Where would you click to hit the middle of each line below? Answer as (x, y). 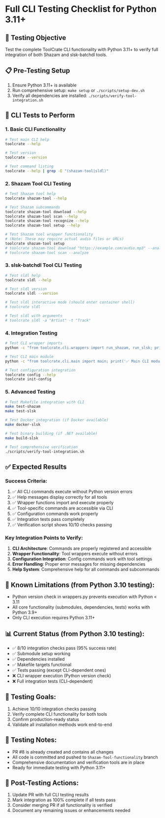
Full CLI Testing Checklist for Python (81, 9)
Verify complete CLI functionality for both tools (59, 714)
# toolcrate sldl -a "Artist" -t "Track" (48, 320)
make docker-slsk (23, 425)
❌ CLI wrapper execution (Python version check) (62, 676)
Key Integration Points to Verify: (44, 538)
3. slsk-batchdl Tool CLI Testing (43, 265)
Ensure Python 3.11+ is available (44, 85)
